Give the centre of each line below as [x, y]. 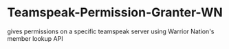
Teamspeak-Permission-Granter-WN [115, 13]
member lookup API [35, 38]
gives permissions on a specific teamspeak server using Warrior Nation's [111, 31]
